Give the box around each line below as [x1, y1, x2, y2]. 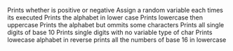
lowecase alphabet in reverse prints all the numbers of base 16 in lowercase [7, 36, 227, 44]
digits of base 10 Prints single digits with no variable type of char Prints [7, 28, 213, 36]
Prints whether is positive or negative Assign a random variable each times [7, 6, 223, 14]
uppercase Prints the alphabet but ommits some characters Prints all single [7, 21, 225, 29]
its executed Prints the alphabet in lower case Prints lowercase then [7, 13, 204, 22]
